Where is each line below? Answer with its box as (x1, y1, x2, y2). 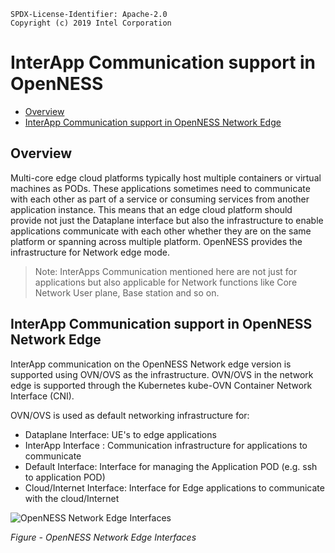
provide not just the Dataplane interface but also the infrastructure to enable (10, 214, 324, 226)
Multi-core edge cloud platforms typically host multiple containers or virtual (10, 171, 322, 184)
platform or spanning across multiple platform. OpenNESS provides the (10, 235, 303, 247)
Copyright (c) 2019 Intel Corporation (10, 18, 172, 28)
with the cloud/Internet (24, 492, 120, 504)
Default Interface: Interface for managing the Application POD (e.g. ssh (24, 460, 318, 472)
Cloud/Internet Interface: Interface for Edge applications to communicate (24, 481, 325, 494)
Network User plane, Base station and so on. (34, 286, 220, 299)
